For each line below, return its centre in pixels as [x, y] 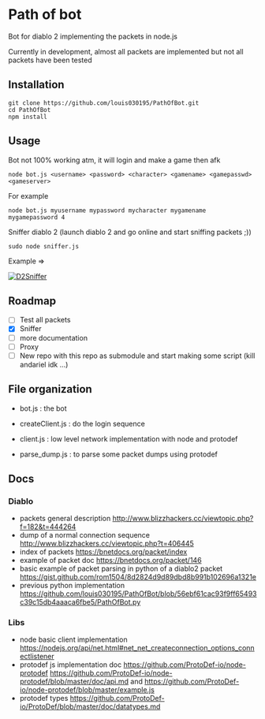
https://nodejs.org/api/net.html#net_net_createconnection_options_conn [137, 648]
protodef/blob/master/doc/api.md [74, 682]
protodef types [44, 699]
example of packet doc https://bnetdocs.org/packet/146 [111, 561]
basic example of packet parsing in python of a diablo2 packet [121, 568]
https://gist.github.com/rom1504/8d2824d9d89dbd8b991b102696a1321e [138, 577]
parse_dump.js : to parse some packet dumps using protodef [119, 454]
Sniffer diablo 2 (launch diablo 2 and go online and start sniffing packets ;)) [130, 232]
